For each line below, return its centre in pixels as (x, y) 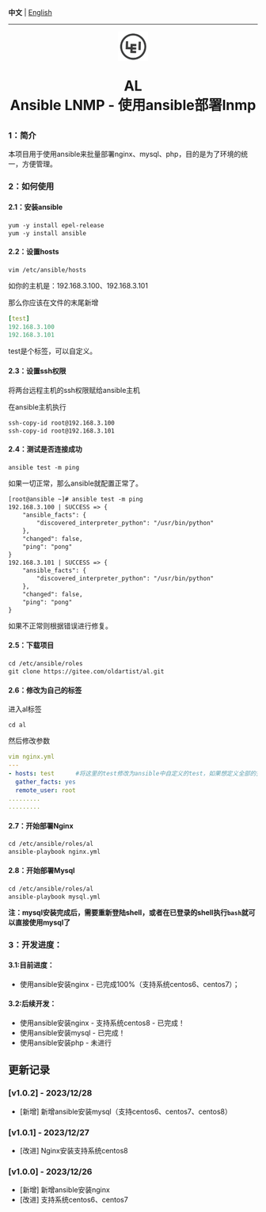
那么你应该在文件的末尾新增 (53, 302)
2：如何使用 (31, 187)
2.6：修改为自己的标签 (45, 690)
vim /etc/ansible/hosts (47, 270)
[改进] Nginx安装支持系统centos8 (74, 1150)
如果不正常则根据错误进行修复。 (60, 626)
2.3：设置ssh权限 (37, 371)
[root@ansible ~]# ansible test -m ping (76, 499)
